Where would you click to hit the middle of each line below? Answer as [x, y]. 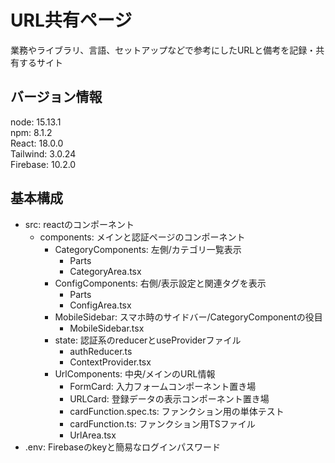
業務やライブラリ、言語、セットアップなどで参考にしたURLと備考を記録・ [163, 50]
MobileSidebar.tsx [107, 328]
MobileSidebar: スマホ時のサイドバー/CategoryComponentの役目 [188, 317]
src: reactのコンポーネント [79, 224]
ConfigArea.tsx [100, 305]
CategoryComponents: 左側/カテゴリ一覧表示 [148, 249]
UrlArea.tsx [93, 435]
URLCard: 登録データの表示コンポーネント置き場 [169, 398]
